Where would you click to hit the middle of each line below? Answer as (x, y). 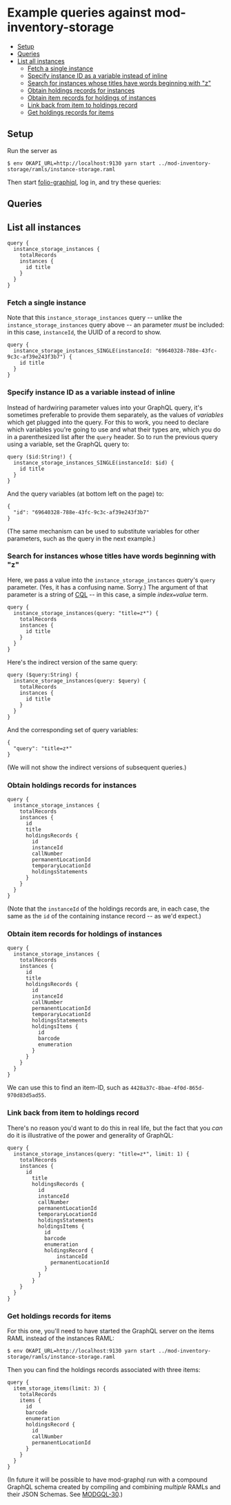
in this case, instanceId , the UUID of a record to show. (84, 332)
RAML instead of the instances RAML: (61, 1338)
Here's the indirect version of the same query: (72, 662)
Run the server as (32, 150)
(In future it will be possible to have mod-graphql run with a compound (108, 1479)
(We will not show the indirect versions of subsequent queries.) (97, 767)
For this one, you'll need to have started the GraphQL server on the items (111, 1331)
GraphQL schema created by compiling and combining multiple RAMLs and (114, 1487)
